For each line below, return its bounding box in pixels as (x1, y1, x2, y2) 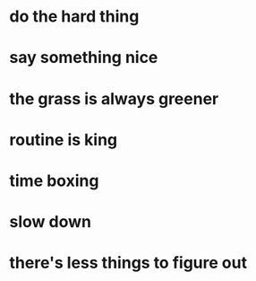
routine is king (9, 129, 118, 150)
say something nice (9, 48, 158, 68)
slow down (9, 212, 92, 233)
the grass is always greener (9, 88, 219, 109)
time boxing (9, 171, 99, 190)
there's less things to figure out (9, 253, 248, 273)
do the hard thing (9, 6, 140, 27)
